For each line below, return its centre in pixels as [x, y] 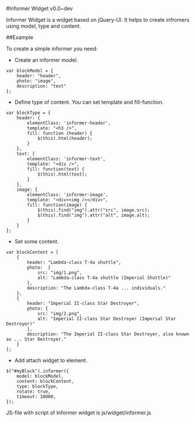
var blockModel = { [30, 71]
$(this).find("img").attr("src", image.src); [93, 210]
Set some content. [36, 241]
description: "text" [41, 86]
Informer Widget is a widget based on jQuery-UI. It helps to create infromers [98, 20]
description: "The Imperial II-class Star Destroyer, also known [108, 334]
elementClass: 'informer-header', [69, 123]
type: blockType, [38, 386]
